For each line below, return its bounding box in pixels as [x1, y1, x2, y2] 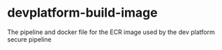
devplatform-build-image [7, 5, 158, 21]
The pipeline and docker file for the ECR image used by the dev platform [7, 28, 215, 36]
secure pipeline [7, 35, 52, 43]
